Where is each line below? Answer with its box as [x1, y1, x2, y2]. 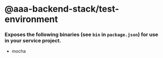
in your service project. [4, 38, 61, 44]
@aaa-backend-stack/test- [4, 3, 119, 15]
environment [4, 14, 58, 25]
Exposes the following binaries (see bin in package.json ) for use [4, 31, 159, 38]
